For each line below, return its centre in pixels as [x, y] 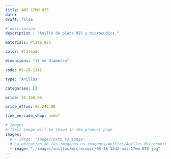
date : [11, 15]
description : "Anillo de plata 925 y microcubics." [62, 34]
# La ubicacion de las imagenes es [48, 144]
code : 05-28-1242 [24, 70]
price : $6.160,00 [24, 98]
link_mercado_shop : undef [33, 116]
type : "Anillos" [22, 79]
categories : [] [21, 88]
